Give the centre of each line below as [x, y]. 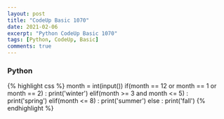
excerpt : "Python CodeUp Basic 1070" [62, 33]
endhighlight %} [31, 108]
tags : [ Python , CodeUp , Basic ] [53, 40]
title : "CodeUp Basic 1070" [48, 20]
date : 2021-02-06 [33, 27]
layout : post [26, 14]
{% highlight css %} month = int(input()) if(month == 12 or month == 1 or [112, 86]
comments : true [29, 46]
